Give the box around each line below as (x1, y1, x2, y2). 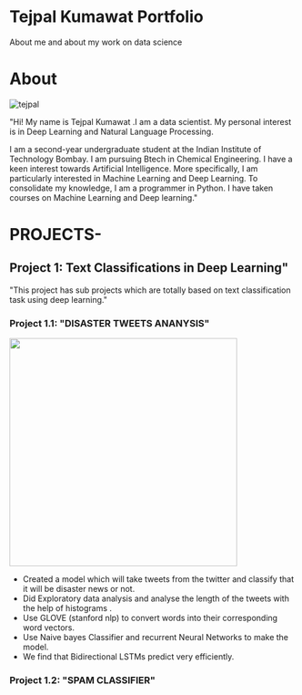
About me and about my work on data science (9, 36, 183, 47)
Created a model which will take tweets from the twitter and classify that (22, 574, 294, 585)
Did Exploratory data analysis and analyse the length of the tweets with (22, 593, 289, 604)
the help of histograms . (22, 603, 112, 614)
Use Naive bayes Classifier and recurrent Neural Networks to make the (22, 632, 289, 643)
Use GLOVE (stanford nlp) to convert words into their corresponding (22, 613, 278, 624)
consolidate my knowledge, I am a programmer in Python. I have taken (9, 182, 274, 193)
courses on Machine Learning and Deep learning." (9, 192, 198, 202)
